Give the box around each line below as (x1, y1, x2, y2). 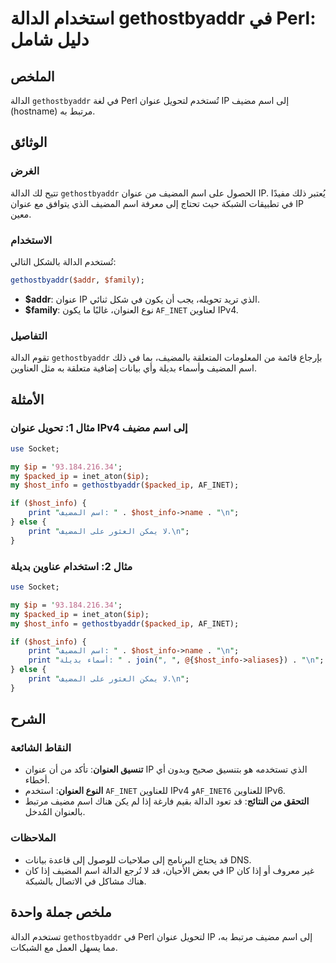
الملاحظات (10, 831, 57, 845)
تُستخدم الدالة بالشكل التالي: (10, 255, 117, 267)
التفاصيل (10, 328, 48, 342)
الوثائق (10, 134, 48, 151)
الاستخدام (10, 233, 53, 247)
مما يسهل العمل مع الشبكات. (10, 941, 118, 953)
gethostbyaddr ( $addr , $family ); (10, 275, 145, 285)
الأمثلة (10, 391, 45, 408)
